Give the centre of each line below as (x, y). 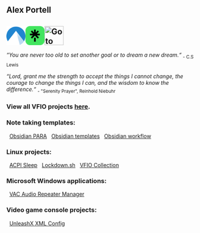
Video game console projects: (52, 210)
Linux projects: (29, 152)
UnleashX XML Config (37, 223)
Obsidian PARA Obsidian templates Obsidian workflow (80, 136)
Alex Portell (29, 10)
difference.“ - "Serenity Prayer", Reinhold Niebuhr (61, 90)
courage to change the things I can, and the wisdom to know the (88, 82)
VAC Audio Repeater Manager (47, 194)
